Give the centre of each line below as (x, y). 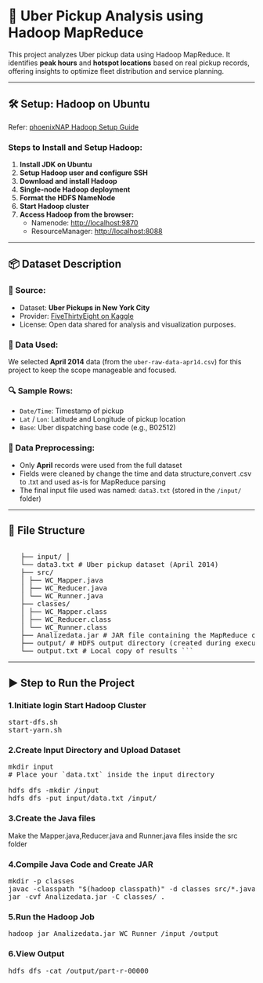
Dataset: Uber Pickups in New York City (85, 307)
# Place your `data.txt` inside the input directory (112, 775)
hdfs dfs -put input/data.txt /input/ (83, 798)
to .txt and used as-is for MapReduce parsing (92, 481)
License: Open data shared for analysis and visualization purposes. (128, 324)
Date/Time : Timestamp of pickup (71, 411)
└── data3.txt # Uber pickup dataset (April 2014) (120, 565)
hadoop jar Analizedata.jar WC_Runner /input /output (113, 934)
